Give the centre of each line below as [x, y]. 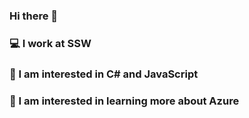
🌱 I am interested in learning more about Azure [124, 101]
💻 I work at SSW [50, 43]
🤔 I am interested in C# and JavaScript [104, 74]
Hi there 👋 [34, 16]
